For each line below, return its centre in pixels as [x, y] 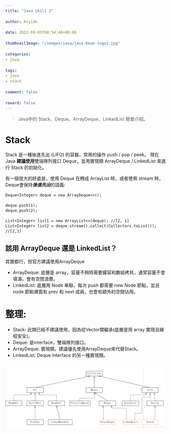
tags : [11, 70]
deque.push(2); [22, 211]
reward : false [20, 103]
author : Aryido [22, 22]
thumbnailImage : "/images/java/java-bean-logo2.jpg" [63, 44]
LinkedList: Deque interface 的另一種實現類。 [60, 355]
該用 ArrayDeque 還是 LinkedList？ [61, 248]
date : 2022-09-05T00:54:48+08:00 [41, 33]
